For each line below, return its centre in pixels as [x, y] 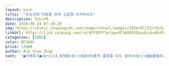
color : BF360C [20, 42]
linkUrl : [14, 33]
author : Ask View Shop [29, 51]
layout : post [19, 10]
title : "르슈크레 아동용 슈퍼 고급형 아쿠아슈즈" [50, 14]
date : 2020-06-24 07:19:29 [33, 24]
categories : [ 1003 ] [26, 38]
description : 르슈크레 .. [31, 19]
